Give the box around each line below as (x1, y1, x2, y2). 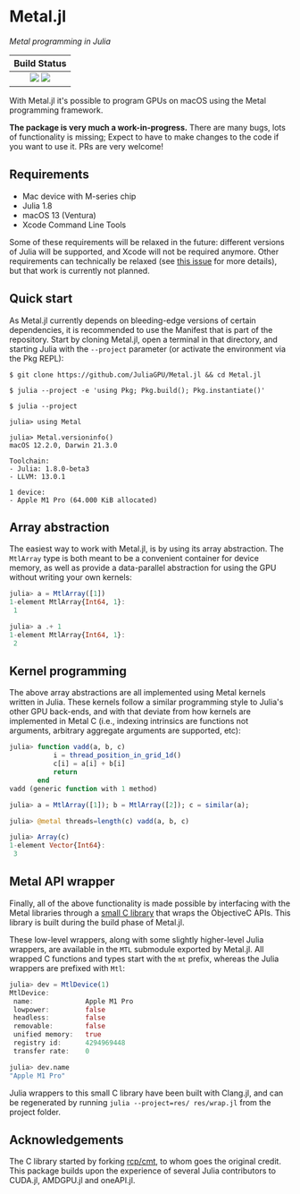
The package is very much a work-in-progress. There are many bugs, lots (9, 122, 286, 132)
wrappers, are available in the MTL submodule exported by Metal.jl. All (9, 943, 264, 954)
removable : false (12, 1022, 105, 1031)
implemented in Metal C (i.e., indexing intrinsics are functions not (9, 716, 248, 727)
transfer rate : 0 (12, 1046, 90, 1055)
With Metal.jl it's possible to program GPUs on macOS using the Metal (9, 95, 266, 106)
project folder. (9, 1106, 61, 1117)
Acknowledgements (9, 1132, 124, 1147)
